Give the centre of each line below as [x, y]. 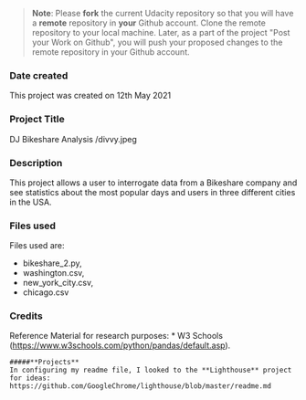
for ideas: [30, 378]
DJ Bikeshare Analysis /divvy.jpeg [73, 139]
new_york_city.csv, [58, 283]
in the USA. [31, 202]
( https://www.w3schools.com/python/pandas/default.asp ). [120, 345]
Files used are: [37, 246]
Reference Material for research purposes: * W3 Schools [116, 336]
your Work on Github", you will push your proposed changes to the [157, 42]
